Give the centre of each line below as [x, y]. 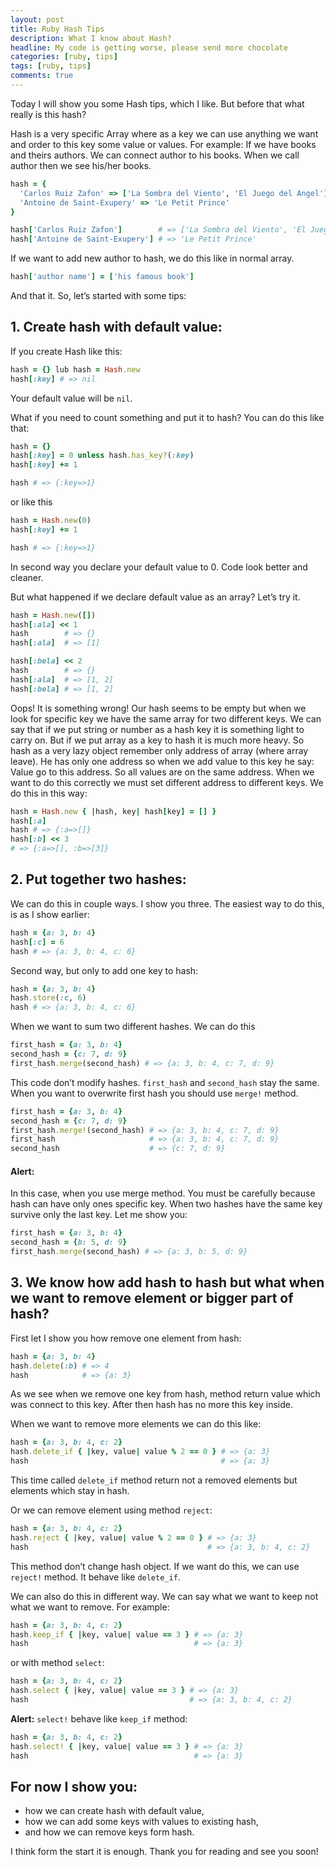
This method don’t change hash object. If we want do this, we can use [155, 1566]
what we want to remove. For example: [90, 1607]
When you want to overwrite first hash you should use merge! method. [154, 1093]
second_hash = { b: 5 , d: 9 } [69, 1242]
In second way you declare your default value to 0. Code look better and [159, 567]
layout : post [37, 19]
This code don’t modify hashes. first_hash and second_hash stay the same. [165, 1082]
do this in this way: [49, 793]
